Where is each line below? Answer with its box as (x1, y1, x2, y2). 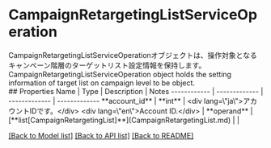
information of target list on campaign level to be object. (8, 78, 196, 88)
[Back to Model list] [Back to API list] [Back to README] (8, 130, 194, 140)
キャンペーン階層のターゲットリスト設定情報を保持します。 (8, 60, 206, 70)
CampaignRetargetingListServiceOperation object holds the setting (8, 69, 232, 79)
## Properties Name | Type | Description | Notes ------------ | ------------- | (8, 86, 264, 96)
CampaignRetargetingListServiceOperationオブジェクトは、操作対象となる (8, 50, 257, 60)
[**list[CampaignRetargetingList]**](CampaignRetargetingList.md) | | (8, 115, 240, 125)
